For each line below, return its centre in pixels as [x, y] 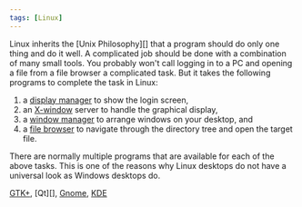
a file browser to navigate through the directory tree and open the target [157, 129]
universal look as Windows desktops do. [85, 175]
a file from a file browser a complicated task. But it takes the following [140, 73]
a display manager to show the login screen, [106, 100]
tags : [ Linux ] [36, 18]
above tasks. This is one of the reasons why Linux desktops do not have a [148, 165]
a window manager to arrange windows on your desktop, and [137, 119]
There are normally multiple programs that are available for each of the [142, 156]
